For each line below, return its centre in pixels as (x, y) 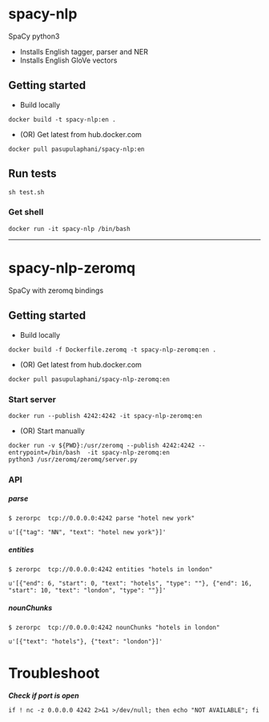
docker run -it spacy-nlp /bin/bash (69, 229)
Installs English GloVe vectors (68, 60)
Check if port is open (44, 696)
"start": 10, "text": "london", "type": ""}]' (87, 590)
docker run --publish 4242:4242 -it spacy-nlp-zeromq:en (105, 416)
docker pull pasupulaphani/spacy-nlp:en (77, 149)
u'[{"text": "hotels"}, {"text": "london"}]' (85, 641)
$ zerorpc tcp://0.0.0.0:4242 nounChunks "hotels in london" (114, 627)
